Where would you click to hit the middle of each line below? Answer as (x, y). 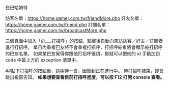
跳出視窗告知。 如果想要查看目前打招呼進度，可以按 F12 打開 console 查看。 (85, 77)
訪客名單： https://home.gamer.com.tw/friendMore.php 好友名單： (75, 18)
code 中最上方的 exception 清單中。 (43, 60)
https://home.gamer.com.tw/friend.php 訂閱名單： (58, 25)
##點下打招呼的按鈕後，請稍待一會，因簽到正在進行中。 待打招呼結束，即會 (84, 71)
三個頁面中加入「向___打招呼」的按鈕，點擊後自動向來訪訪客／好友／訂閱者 (84, 41)
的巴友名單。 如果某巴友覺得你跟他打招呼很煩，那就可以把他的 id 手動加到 (83, 53)
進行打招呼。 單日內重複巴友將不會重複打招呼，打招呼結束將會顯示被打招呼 (84, 47)
